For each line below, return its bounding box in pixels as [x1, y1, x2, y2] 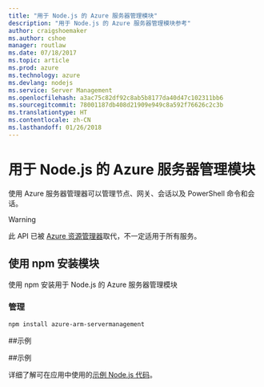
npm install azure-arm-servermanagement [8, 320, 146, 329]
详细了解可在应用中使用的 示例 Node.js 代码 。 [8, 369, 158, 379]
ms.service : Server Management [8, 86, 113, 95]
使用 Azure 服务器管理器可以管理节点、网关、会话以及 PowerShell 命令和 [8, 188, 248, 198]
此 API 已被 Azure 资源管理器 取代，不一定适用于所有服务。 [8, 231, 202, 240]
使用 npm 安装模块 [8, 257, 100, 271]
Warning [8, 214, 36, 224]
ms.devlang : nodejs [8, 79, 74, 87]
